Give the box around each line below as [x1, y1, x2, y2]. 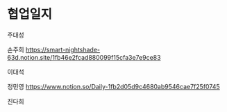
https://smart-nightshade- [25, 45, 101, 54]
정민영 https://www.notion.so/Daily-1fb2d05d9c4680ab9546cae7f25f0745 [7, 82, 220, 90]
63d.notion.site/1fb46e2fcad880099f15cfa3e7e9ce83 [7, 53, 161, 61]
